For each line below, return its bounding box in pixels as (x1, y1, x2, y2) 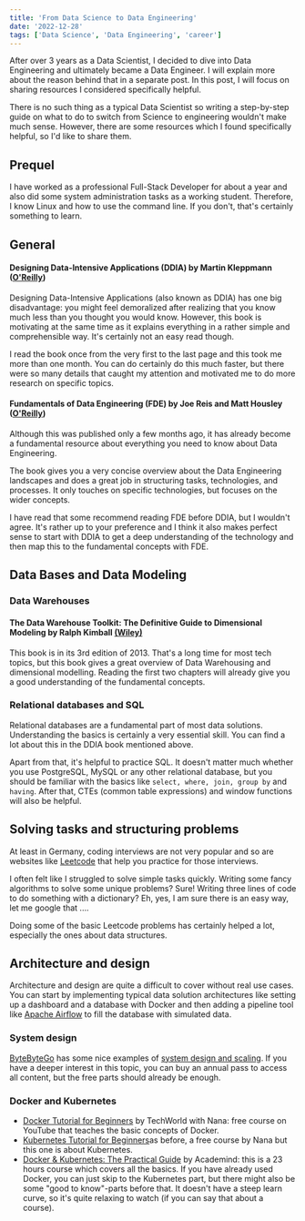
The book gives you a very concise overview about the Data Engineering (9, 465, 282, 476)
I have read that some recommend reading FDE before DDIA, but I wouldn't (9, 512, 290, 523)
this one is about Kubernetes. (22, 1145, 134, 1155)
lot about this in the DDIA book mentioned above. (9, 738, 194, 749)
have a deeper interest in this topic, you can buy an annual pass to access (9, 1062, 288, 1073)
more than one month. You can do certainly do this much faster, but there (9, 358, 285, 369)
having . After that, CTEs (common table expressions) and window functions (9, 785, 293, 797)
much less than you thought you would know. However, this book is (9, 311, 262, 322)
